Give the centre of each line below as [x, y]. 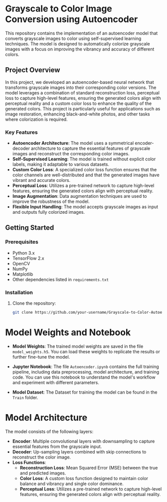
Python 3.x [23, 253]
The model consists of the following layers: [49, 431]
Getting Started [30, 228]
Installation [19, 292]
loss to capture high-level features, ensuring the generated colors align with [83, 98]
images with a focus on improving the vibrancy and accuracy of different [80, 49]
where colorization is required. [37, 119]
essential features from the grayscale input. [57, 446]
